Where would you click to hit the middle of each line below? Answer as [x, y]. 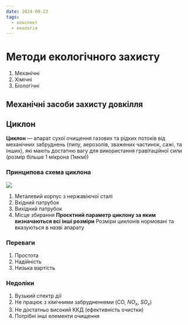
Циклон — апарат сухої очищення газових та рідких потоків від [86, 138]
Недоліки [20, 283]
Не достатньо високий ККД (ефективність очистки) [79, 310]
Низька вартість [35, 267]
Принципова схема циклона [49, 172]
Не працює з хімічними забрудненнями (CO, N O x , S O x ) [83, 303]
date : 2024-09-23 [27, 11]
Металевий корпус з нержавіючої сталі [64, 196]
